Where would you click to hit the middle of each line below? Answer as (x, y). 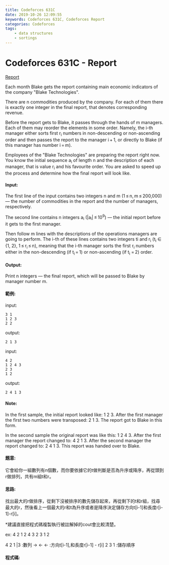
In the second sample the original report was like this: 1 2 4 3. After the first (83, 435)
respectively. (18, 207)
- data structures (34, 33)
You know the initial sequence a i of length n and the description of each (80, 161)
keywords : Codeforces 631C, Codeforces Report (55, 19)
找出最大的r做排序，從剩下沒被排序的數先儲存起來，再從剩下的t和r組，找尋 (83, 501)
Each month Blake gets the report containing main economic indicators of (81, 87)
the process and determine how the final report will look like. (68, 173)
